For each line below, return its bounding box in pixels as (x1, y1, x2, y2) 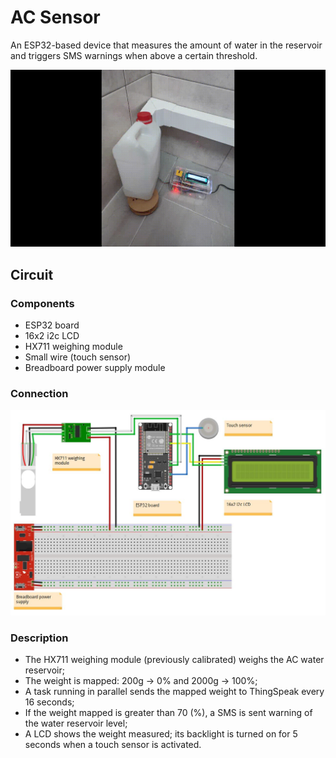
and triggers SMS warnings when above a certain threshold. (10, 49, 258, 61)
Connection (10, 387, 69, 401)
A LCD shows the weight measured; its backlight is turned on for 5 (24, 728, 298, 740)
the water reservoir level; (24, 717, 128, 729)
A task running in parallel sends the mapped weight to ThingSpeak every (24, 686, 325, 697)
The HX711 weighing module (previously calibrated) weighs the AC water (24, 654, 325, 665)
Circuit (10, 266, 54, 283)
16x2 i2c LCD (24, 330, 80, 342)
